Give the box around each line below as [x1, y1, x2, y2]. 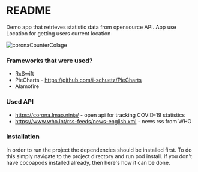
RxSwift [14, 70, 34, 77]
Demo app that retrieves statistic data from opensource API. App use [6, 23, 176, 31]
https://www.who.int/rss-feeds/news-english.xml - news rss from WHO [14, 117, 192, 125]
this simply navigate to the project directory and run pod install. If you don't [6, 152, 193, 159]
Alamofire [14, 83, 40, 90]
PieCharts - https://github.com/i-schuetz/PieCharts [14, 76, 142, 84]
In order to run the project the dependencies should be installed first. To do [6, 146, 192, 153]
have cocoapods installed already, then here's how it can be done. [6, 159, 170, 166]
